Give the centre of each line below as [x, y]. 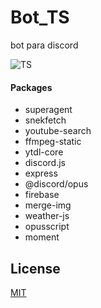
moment [42, 237]
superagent [48, 110]
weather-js [47, 216]
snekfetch [45, 120]
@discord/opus [56, 184]
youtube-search [58, 131]
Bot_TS [40, 17]
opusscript [47, 227]
